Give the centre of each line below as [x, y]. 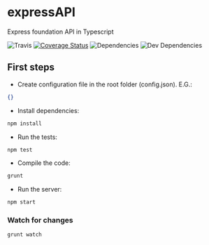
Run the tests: [37, 137]
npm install [24, 124]
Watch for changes [40, 220]
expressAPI [41, 12]
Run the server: [39, 190]
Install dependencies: [48, 110]
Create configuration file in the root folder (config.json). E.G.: [104, 84]
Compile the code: [44, 163]
